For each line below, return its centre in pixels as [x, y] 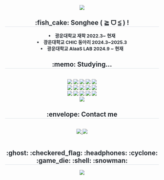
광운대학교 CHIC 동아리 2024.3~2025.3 [85, 42]
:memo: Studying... [82, 64]
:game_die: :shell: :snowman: [82, 161]
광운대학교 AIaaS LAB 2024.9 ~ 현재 [85, 49]
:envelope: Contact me [82, 115]
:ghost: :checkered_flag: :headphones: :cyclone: [82, 153]
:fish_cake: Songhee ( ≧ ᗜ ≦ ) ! [82, 23]
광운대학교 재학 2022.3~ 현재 [85, 36]
